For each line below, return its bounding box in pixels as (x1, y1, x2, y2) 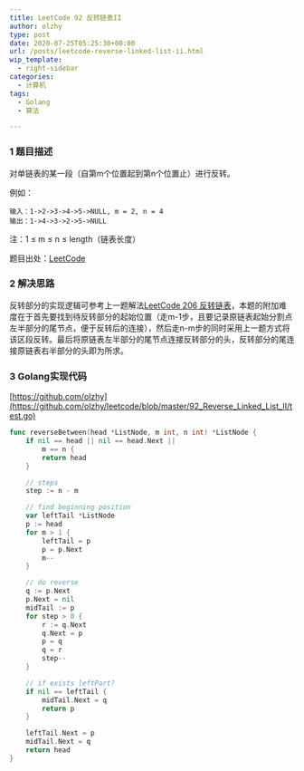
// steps (25, 477, 59, 487)
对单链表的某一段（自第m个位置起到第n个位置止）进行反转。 (9, 168, 235, 178)
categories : (9, 72, 54, 82)
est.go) (9, 410, 36, 421)
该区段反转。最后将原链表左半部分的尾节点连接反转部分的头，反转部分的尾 (9, 333, 287, 344)
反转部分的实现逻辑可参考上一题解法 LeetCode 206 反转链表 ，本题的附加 (9, 300, 280, 311)
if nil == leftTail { (25, 687, 107, 696)
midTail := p (25, 603, 75, 612)
